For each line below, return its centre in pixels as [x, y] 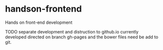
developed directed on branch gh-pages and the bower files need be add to [82, 37]
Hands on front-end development [39, 22]
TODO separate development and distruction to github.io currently [72, 32]
